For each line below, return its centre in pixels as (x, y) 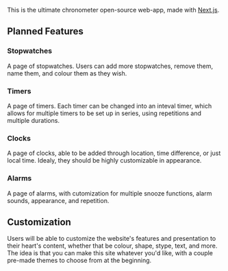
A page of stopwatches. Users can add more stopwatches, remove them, (110, 66)
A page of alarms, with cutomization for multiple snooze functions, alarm (110, 193)
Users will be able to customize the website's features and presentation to (112, 239)
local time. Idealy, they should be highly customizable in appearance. (104, 161)
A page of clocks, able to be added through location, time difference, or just (114, 153)
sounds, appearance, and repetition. (58, 200)
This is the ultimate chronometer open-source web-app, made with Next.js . (113, 10)
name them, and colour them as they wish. (67, 73)
